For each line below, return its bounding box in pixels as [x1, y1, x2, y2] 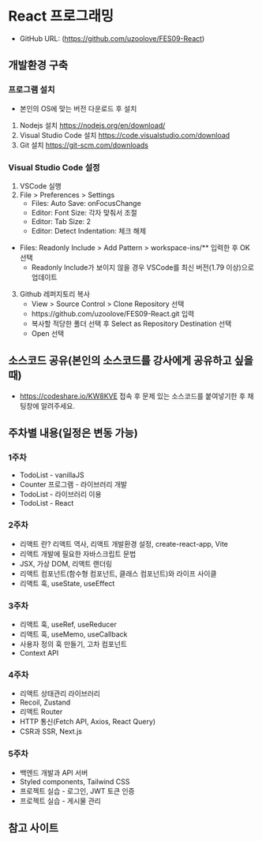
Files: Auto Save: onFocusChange [31, 198, 142, 207]
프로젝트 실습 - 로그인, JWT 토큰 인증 [19, 786, 136, 795]
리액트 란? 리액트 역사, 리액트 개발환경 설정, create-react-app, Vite [19, 539, 229, 548]
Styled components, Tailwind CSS [19, 776, 130, 786]
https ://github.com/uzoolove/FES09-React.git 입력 [31, 308, 195, 318]
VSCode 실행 [19, 181, 62, 190]
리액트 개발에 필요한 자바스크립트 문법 [19, 549, 137, 559]
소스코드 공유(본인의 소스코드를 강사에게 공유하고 [8, 354, 232, 368]
